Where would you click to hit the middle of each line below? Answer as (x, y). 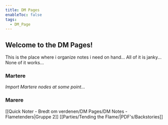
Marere (15, 100)
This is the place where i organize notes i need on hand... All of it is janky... (83, 57)
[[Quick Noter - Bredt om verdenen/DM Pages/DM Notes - (66, 111)
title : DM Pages (22, 10)
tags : (11, 19)
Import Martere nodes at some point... (45, 87)
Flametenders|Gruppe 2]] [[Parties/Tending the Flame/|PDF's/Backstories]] (84, 117)
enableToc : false (24, 15)
